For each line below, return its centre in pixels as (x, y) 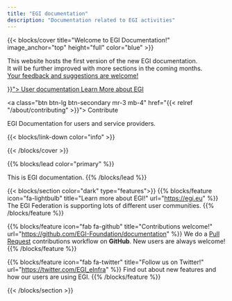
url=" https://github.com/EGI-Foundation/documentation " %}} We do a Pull (114, 234)
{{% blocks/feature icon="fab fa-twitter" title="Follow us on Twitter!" (106, 262)
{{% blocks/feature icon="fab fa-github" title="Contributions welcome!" (110, 226)
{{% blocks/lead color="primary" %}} (61, 163)
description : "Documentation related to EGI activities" (91, 20)
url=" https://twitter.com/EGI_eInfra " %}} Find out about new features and (112, 269)
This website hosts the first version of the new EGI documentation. (102, 60)
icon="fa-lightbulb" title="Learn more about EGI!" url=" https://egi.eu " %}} (113, 198)
